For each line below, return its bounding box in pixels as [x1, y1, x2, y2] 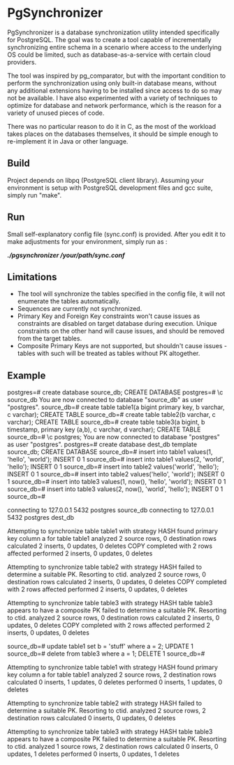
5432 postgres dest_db [7, 514, 75, 522]
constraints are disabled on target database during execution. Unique [17, 319, 218, 328]
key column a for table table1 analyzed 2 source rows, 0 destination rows [7, 535, 217, 543]
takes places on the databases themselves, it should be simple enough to [7, 130, 219, 138]
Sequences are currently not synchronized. [17, 305, 142, 313]
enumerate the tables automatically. [17, 297, 121, 305]
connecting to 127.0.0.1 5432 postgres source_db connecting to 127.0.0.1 [7, 506, 214, 514]
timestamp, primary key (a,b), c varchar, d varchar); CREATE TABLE [7, 425, 201, 434]
